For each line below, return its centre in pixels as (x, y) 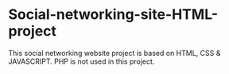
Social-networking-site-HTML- (113, 15)
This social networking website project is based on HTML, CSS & (114, 53)
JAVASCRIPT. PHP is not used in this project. (82, 61)
